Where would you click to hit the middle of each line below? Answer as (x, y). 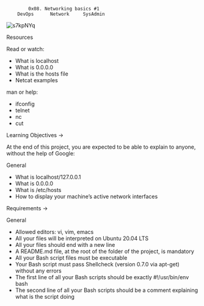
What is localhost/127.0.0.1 (48, 177)
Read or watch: (25, 49)
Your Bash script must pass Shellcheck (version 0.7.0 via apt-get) (97, 264)
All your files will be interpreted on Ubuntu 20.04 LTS (82, 238)
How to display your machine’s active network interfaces (86, 196)
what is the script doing (45, 297)
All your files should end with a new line (65, 245)
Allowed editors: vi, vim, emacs (54, 232)
